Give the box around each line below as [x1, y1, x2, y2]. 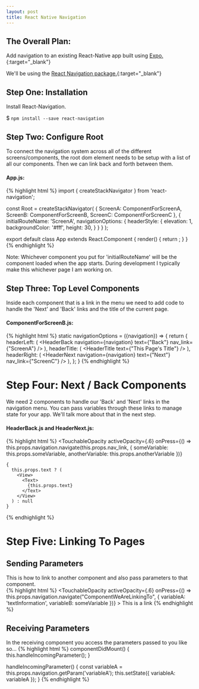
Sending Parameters [6, 558, 84, 569]
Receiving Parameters [6, 623, 90, 633]
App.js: [6, 174, 25, 181]
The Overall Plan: [6, 36, 71, 46]
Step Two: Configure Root [6, 132, 104, 142]
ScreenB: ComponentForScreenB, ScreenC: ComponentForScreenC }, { [6, 211, 181, 219]
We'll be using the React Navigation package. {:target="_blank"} [6, 70, 162, 77]
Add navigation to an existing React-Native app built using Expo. [6, 52, 163, 60]
